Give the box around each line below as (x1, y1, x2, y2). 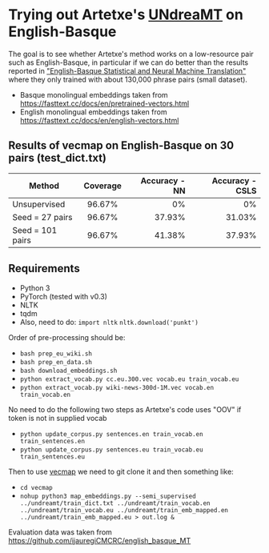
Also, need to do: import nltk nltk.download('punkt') (19, 317, 199, 327)
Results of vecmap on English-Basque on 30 (8, 138, 235, 153)
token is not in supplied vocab (8, 413, 107, 423)
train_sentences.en (19, 437, 86, 445)
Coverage (83, 180, 122, 191)
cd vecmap (19, 483, 54, 491)
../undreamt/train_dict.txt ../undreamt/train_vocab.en (19, 499, 211, 507)
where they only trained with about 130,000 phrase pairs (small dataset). (8, 74, 248, 84)
